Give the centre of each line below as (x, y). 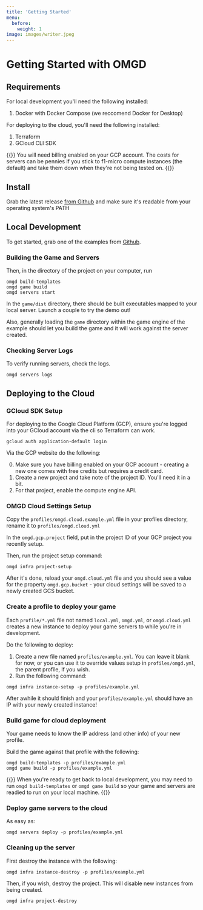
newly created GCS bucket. (40, 591)
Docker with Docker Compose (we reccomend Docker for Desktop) (99, 114)
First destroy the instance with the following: (62, 861)
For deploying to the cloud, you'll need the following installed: (83, 125)
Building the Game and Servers (53, 257)
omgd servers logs (29, 375)
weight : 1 (30, 29)
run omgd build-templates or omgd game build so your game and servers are (101, 786)
